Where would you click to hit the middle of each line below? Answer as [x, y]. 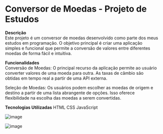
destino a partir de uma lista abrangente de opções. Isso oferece [70, 93]
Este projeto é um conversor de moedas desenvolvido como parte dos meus [81, 38]
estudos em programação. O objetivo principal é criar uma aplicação [74, 43]
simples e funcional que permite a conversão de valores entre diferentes [78, 48]
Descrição [16, 33]
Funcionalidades [22, 63]
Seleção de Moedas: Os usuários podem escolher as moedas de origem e [79, 87]
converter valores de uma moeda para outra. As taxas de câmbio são [74, 73]
